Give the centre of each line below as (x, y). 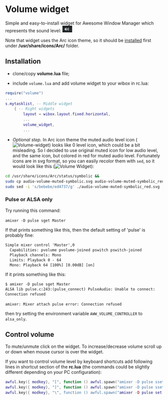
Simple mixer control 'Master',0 (40, 245)
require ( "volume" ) (24, 93)
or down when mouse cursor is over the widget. (54, 352)
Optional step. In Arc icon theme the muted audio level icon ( (75, 139)
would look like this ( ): (53, 166)
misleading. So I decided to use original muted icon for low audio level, (85, 150)
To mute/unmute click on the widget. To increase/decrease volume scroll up (83, 346)
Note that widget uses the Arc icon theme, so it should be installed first (78, 40)
